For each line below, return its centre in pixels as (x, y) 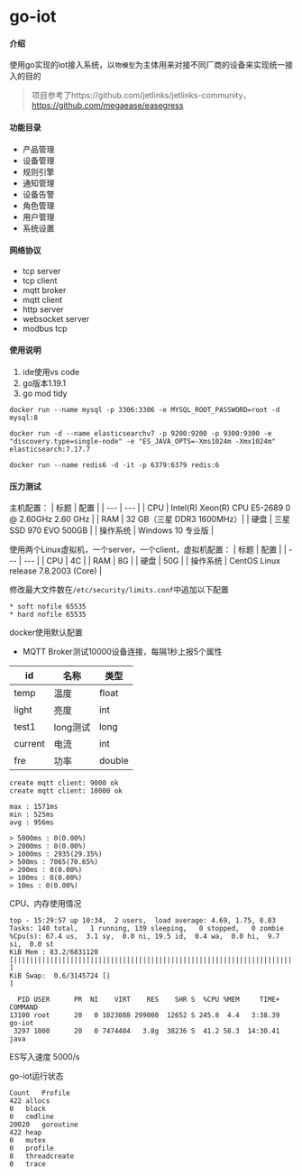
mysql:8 (24, 418)
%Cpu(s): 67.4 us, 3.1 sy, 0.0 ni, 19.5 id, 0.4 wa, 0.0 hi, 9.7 (145, 937)
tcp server (41, 271)
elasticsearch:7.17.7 (50, 449)
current (29, 744)
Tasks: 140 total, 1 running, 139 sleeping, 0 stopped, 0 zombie (146, 929)
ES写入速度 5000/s (45, 1057)
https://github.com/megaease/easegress (107, 106)
